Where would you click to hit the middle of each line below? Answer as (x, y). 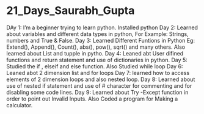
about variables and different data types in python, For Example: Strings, (97, 34)
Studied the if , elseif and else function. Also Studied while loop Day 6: (95, 66)
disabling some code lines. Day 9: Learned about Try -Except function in (97, 92)
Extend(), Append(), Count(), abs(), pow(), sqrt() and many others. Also (96, 47)
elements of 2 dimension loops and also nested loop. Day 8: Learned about (101, 79)
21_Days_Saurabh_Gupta (71, 11)
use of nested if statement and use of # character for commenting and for (99, 85)
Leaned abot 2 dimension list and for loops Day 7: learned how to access (98, 73)
